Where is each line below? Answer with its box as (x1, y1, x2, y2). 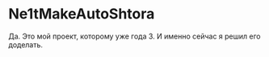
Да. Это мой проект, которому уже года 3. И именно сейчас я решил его (8, 31, 261, 41)
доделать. (8, 39, 43, 49)
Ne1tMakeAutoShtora (8, 5, 155, 23)
